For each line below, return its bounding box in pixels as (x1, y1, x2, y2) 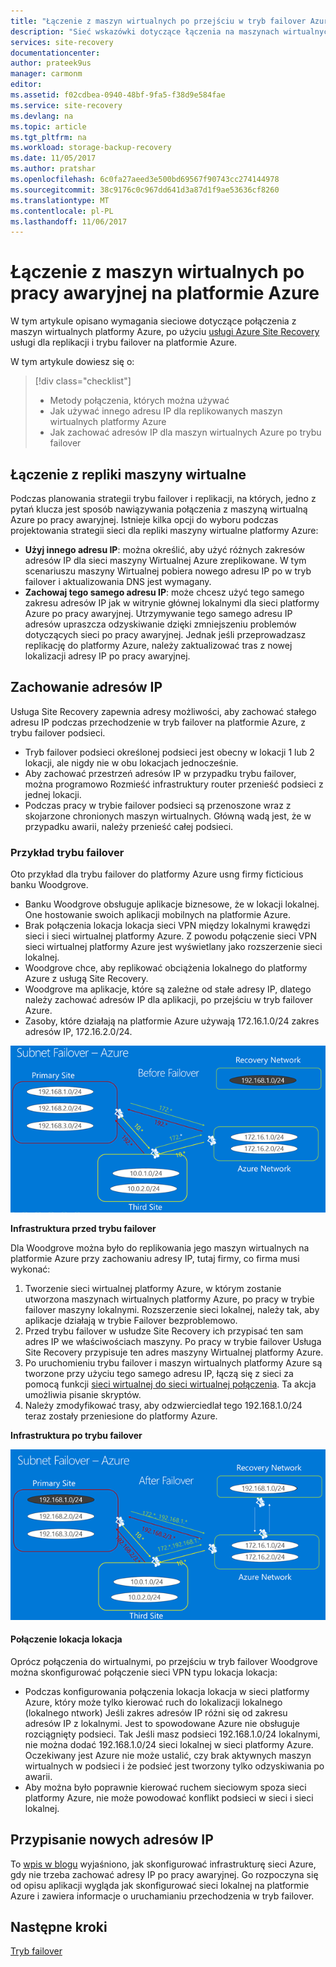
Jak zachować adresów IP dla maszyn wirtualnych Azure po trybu (49, 426, 322, 439)
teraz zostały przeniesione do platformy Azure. (24, 1410, 218, 1422)
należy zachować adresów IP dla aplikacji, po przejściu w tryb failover (24, 994, 314, 1006)
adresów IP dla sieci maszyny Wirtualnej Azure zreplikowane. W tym (24, 555, 307, 566)
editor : (10, 80, 43, 90)
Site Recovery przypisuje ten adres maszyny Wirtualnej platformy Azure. (24, 1346, 324, 1359)
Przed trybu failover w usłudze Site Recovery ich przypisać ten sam (24, 1325, 304, 1337)
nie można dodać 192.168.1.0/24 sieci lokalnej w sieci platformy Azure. (24, 1738, 314, 1750)
